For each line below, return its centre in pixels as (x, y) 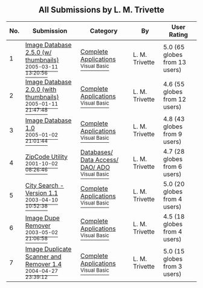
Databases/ (97, 152)
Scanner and (43, 257)
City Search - (45, 185)
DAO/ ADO (95, 167)
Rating (179, 34)
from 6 (172, 166)
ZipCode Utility (47, 157)
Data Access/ (100, 160)
